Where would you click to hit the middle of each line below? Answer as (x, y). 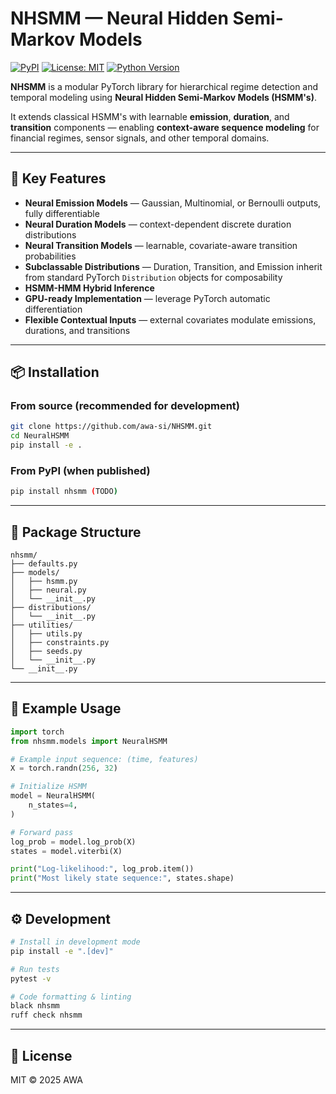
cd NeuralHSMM (40, 436)
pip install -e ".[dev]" (62, 951)
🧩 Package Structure (76, 532)
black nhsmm (35, 1006)
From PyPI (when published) (80, 470)
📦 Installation (55, 372)
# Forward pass (42, 832)
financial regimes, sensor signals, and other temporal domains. (140, 138)
